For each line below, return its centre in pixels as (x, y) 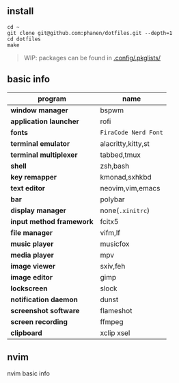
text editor (28, 188)
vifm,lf (110, 232)
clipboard (26, 333)
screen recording (39, 321)
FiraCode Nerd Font (132, 132)
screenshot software (45, 310)
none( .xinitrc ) (125, 210)
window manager (39, 110)
